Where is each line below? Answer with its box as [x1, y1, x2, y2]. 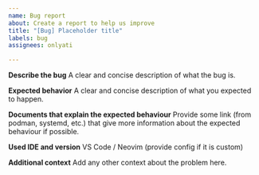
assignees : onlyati [8, 42, 73, 50]
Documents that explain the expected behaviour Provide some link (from [8, 109, 252, 120]
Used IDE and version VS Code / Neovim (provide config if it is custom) [8, 142, 244, 152]
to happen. [8, 94, 44, 104]
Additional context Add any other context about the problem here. [8, 157, 227, 168]
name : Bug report [8, 11, 66, 20]
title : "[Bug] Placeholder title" [8, 26, 124, 34]
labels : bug [8, 34, 48, 42]
